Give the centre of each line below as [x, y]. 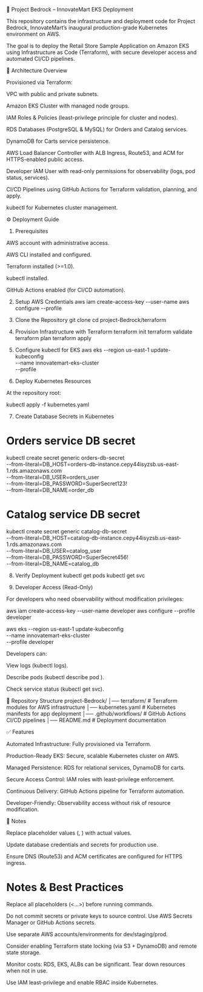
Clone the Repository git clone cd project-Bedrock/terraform [91, 320]
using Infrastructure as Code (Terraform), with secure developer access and [101, 52]
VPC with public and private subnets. [52, 94]
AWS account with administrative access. [58, 243]
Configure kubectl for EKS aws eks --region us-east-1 [82, 350]
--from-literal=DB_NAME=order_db [50, 490]
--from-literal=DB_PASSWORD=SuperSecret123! [67, 484]
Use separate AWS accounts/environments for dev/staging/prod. [87, 934]
